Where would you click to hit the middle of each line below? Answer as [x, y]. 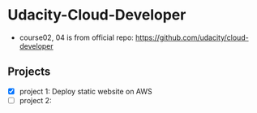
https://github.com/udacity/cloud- [192, 37]
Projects [29, 72]
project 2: [35, 100]
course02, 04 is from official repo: [77, 37]
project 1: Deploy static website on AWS [86, 91]
